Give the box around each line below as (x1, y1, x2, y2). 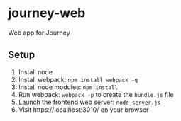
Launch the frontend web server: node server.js (18, 98, 161, 106)
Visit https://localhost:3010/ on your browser (18, 105, 149, 114)
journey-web (8, 5, 86, 21)
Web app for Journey (8, 28, 70, 37)
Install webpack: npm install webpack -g (18, 75, 138, 83)
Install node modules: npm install (18, 83, 118, 91)
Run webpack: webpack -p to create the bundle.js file (18, 90, 174, 98)
